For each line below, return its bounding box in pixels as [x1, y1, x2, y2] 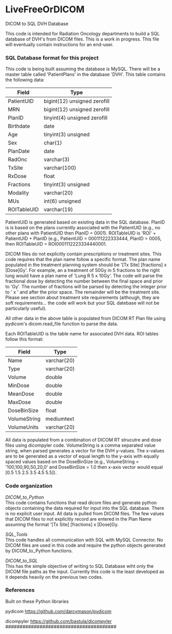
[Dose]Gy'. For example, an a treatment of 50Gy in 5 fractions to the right [5, 267, 160, 273]
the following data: [5, 77, 45, 83]
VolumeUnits [8, 424, 39, 431]
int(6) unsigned [43, 197, 81, 205]
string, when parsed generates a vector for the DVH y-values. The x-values [5, 448, 165, 454]
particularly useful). [5, 305, 47, 311]
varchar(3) [43, 156, 70, 163]
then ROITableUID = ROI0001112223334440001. [5, 241, 107, 247]
